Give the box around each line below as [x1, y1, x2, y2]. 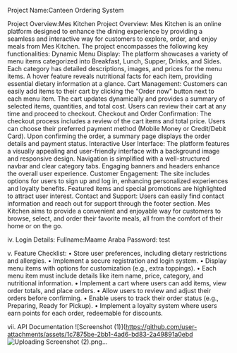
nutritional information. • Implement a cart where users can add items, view [7, 279, 227, 287]
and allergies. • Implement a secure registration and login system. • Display [7, 256, 227, 265]
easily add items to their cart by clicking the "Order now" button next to [7, 87, 215, 95]
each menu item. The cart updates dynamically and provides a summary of [7, 94, 226, 103]
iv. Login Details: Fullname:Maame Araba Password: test [7, 235, 171, 244]
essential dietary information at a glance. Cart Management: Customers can [7, 80, 228, 87]
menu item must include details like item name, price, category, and [7, 271, 204, 280]
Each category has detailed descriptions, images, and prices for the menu [7, 65, 222, 73]
